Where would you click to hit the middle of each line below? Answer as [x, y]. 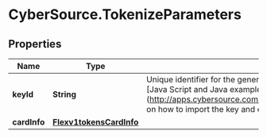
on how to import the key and [201, 109]
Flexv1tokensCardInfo [96, 122]
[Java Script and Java [187, 89]
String [65, 94]
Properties [35, 44]
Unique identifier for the [191, 79]
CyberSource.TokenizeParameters [125, 15]
